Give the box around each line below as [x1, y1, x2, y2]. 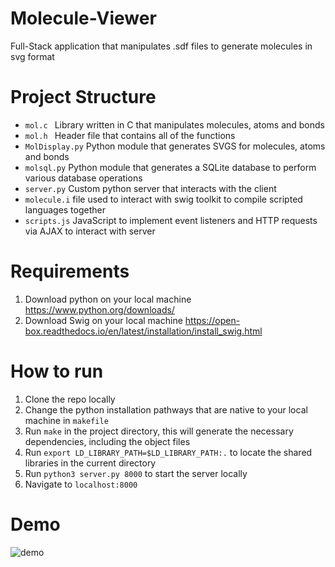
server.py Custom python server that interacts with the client [24, 182, 277, 194]
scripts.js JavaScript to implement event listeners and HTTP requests [24, 214, 318, 226]
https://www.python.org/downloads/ [24, 303, 175, 316]
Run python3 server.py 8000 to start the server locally [24, 467, 248, 479]
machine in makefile [24, 414, 109, 426]
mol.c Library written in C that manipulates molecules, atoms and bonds [24, 118, 325, 131]
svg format [10, 50, 55, 62]
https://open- [184, 314, 241, 326]
